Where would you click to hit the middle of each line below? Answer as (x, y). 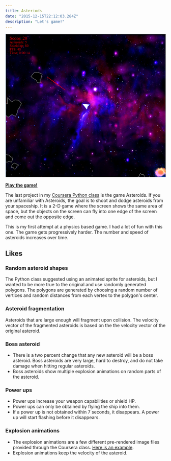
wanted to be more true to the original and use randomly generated (76, 285)
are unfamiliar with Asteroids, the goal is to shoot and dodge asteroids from (84, 200)
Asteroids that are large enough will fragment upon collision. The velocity (82, 320)
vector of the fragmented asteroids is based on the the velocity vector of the (85, 325)
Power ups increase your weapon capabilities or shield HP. (74, 401)
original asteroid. (23, 331)
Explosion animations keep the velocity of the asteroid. (70, 453)
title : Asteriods (24, 11)
